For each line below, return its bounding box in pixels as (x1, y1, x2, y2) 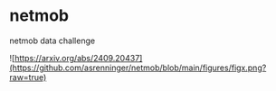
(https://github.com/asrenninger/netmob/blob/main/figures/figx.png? (9, 62, 267, 73)
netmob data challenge (9, 35, 96, 46)
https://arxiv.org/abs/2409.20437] (14, 52, 143, 63)
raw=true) (9, 71, 47, 82)
